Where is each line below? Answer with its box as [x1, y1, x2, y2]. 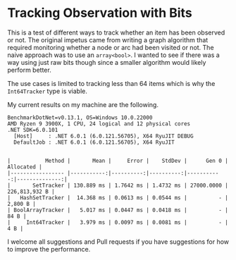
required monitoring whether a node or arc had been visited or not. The [7, 43, 214, 51]
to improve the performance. [7, 244, 91, 253]
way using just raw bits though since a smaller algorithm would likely [7, 58, 206, 66]
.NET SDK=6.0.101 [7, 126, 58, 133]
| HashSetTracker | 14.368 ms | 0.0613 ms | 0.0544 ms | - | [7, 194, 229, 202]
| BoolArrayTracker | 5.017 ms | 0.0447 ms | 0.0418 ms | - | [7, 206, 229, 213]
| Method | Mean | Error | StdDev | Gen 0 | [7, 157, 229, 164]
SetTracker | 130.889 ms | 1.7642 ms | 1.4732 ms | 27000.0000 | [32, 182, 229, 189]
